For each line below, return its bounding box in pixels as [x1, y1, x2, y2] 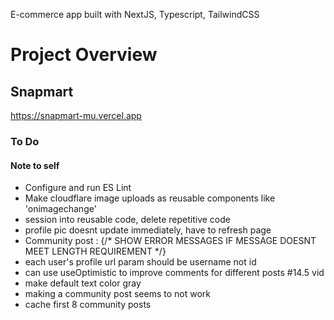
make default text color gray [24, 277, 142, 289]
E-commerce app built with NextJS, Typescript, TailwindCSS [10, 9, 260, 20]
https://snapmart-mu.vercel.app [10, 110, 142, 121]
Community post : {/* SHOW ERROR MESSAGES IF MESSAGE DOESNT [24, 235, 317, 247]
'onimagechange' [24, 203, 97, 215]
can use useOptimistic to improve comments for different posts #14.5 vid [24, 267, 325, 279]
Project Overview [10, 44, 158, 66]
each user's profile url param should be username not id [24, 256, 257, 268]
